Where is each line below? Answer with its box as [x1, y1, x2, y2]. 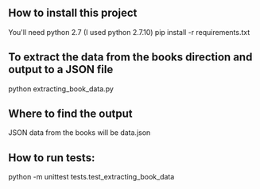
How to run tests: [8, 151, 95, 164]
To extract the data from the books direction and [8, 51, 253, 64]
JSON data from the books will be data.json [8, 128, 151, 137]
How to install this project [8, 6, 138, 20]
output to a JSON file [8, 63, 114, 76]
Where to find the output [8, 107, 133, 121]
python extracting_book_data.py [8, 83, 114, 94]
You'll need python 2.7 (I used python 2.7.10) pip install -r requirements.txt [8, 27, 250, 37]
